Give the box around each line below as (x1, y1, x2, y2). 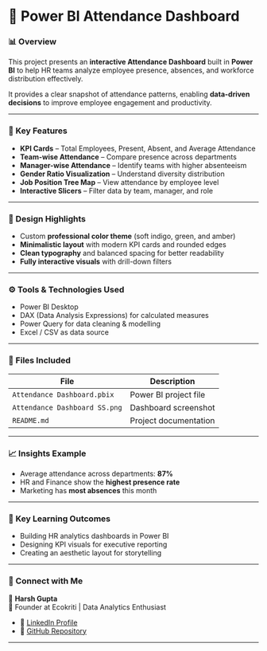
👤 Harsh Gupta (8, 594, 58, 603)
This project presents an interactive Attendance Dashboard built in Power (8, 57, 253, 67)
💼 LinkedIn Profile (19, 618, 78, 627)
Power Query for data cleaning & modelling (19, 319, 161, 329)
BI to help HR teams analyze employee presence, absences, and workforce (8, 65, 254, 75)
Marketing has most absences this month (19, 485, 157, 495)
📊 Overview (8, 36, 57, 47)
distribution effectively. (8, 74, 83, 84)
